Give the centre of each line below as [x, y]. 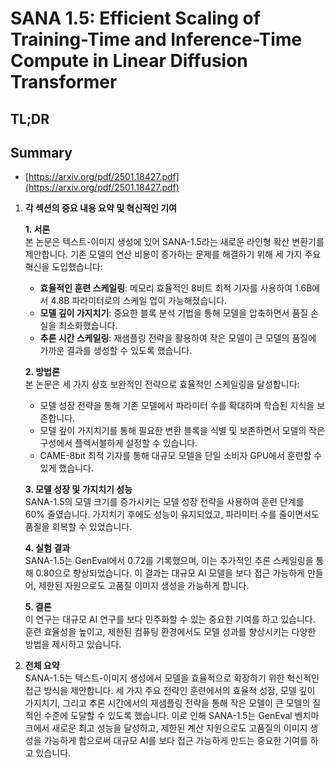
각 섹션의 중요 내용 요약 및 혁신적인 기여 [100, 208]
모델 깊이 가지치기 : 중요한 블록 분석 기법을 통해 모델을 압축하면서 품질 [174, 313]
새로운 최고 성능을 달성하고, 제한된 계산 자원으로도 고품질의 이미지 [179, 728]
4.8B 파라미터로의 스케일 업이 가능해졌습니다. [139, 301]
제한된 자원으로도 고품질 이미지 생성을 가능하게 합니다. [144, 586]
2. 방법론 [42, 372]
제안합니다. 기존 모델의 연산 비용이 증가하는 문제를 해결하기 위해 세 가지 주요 [173, 254]
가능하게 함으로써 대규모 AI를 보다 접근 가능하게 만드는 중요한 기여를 [175, 741]
